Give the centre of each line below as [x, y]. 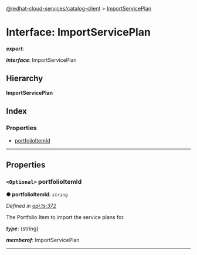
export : [15, 48]
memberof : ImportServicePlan [43, 240]
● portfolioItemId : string [37, 194]
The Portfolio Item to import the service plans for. [65, 217]
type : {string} [23, 228]
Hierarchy [25, 79]
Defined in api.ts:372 [31, 206]
